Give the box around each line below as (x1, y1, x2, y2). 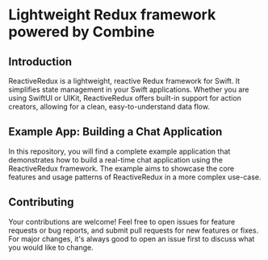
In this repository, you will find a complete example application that (8, 147, 231, 156)
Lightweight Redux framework (8, 6, 216, 24)
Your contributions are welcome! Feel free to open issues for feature (8, 217, 236, 226)
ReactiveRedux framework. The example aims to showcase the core (8, 163, 235, 173)
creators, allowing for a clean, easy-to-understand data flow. (8, 102, 210, 111)
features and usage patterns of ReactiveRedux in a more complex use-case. (8, 171, 262, 182)
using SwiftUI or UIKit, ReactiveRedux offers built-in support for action (8, 93, 242, 102)
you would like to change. (8, 242, 94, 252)
